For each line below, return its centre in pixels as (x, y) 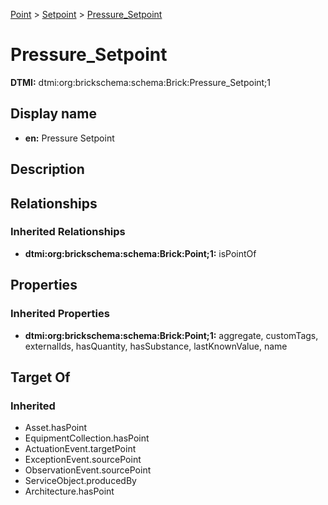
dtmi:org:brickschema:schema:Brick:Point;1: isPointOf (140, 253)
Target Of (40, 377)
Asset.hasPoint (56, 428)
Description (47, 169)
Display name (53, 114)
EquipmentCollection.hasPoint (87, 438)
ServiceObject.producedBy (80, 481)
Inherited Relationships (68, 232)
